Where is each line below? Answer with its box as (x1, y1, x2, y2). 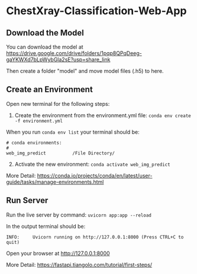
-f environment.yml (14, 118, 63, 124)
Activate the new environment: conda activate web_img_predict (14, 160, 170, 167)
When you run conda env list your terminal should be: (6, 128, 140, 136)
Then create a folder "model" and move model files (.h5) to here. (6, 67, 164, 75)
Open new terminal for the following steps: (6, 100, 110, 107)
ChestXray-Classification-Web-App (6, 4, 187, 18)
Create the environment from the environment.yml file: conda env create (14, 111, 191, 119)
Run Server (6, 195, 49, 205)
